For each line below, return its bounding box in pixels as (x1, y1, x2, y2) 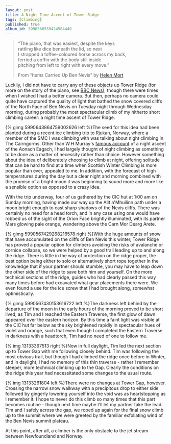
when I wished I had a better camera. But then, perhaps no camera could (5, 93, 159, 99)
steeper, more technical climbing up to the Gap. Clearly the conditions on (5, 364, 159, 371)
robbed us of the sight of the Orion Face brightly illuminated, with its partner (5, 215, 165, 222)
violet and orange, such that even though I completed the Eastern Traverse (5, 328, 163, 334)
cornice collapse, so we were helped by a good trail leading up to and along (5, 247, 165, 253)
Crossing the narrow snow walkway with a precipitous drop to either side (5, 385, 159, 391)
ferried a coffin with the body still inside (17, 57, 102, 63)
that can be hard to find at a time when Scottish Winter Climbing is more (5, 162, 157, 168)
